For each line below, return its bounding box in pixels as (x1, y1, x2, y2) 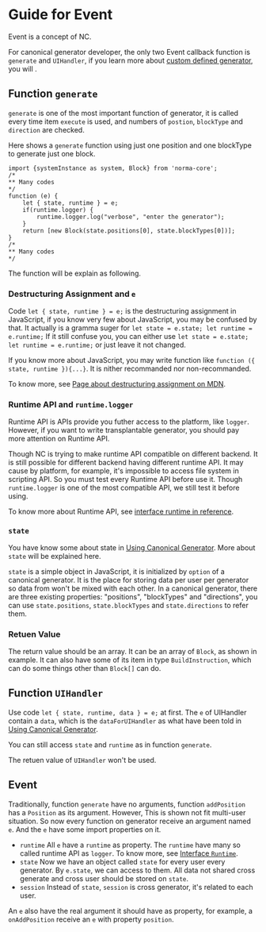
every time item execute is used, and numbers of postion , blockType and (8, 117, 244, 126)
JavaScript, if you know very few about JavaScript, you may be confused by (8, 315, 257, 325)
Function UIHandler (8, 687, 104, 700)
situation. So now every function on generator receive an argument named (8, 816, 252, 826)
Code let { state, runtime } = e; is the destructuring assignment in (8, 306, 237, 316)
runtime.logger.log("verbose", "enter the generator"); (36, 213, 225, 221)
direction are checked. (8, 125, 85, 134)
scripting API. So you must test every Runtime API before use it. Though (8, 475, 243, 484)
